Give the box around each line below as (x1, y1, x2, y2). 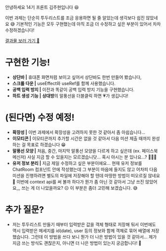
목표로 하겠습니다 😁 (27, 142, 66, 148)
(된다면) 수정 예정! (5, 112, 75, 123)
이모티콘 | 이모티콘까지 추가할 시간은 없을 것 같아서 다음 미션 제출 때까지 (12, 135, 151, 141)
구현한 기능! (5, 57, 50, 68)
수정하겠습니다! (5, 27, 35, 33)
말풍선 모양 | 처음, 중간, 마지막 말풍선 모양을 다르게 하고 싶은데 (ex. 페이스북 (12, 148, 158, 153)
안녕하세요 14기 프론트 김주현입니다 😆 (5, 4, 79, 10)
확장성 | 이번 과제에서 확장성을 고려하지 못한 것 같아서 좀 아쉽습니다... (12, 129, 146, 135)
